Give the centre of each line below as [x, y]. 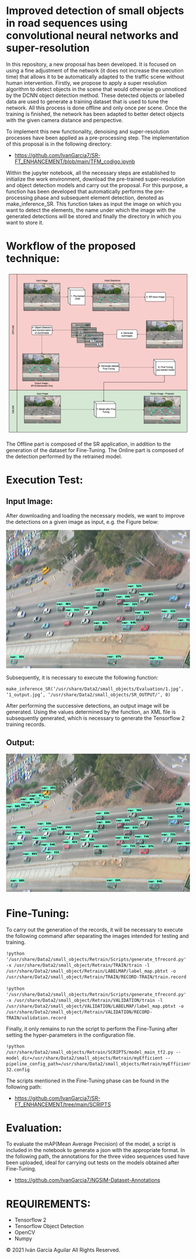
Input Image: [29, 501]
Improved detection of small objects [95, 11]
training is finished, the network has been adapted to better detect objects [95, 114]
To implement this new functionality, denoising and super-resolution [88, 131]
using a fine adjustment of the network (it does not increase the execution [95, 70]
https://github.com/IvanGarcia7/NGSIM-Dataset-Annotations [87, 1180]
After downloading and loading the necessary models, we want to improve [95, 515]
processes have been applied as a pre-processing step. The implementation [98, 137]
